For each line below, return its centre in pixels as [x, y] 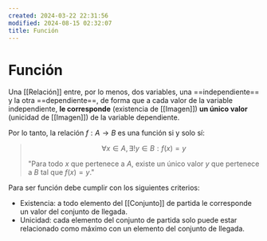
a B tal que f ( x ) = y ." [61, 172]
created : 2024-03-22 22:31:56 [59, 16]
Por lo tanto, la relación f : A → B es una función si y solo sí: [106, 133]
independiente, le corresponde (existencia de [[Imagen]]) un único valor [128, 109]
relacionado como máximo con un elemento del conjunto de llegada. [132, 229]
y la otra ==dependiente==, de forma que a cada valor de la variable [121, 101]
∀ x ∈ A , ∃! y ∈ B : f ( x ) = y [144, 148]
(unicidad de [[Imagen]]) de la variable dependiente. [94, 117]
